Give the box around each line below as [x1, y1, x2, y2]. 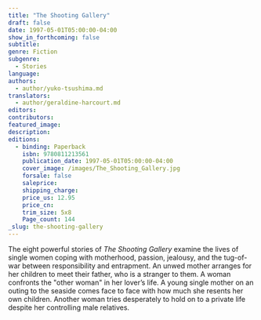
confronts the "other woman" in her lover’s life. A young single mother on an [8, 278, 254, 287]
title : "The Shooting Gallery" [8, 11, 111, 20]
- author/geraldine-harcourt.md [15, 99, 121, 107]
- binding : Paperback [15, 143, 86, 151]
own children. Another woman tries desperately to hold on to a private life [8, 295, 245, 304]
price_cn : [22, 201, 55, 209]
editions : [8, 135, 41, 144]
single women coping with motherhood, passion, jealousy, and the [8, 253, 223, 262]
